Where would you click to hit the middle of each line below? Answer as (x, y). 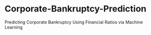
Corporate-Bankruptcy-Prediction (75, 9)
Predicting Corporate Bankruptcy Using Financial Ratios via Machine (74, 22)
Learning (14, 27)
